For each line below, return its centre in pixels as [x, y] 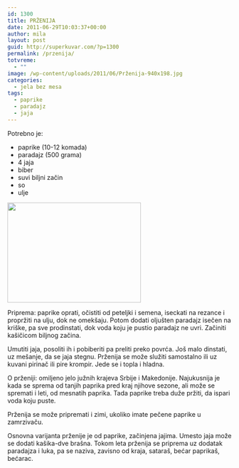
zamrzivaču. [26, 422]
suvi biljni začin [40, 177]
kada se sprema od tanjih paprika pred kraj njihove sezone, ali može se [111, 385]
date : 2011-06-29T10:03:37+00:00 [57, 27]
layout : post [27, 41]
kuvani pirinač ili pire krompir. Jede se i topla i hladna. [86, 364]
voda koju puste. [32, 400]
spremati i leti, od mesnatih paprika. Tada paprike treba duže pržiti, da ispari [119, 393]
